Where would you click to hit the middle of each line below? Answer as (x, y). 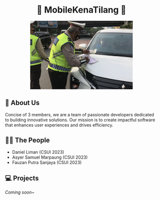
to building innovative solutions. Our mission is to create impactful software (80, 120)
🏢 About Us (22, 103)
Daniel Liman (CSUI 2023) (38, 152)
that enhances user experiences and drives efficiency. (59, 125)
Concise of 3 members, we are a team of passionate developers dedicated (80, 114)
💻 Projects (22, 178)
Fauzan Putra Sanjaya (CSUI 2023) (47, 162)
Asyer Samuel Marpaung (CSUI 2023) (50, 157)
